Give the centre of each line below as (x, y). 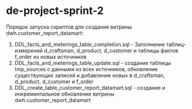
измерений (28, 50)
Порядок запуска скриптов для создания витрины (69, 27)
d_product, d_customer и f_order (54, 81)
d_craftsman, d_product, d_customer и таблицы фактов (111, 50)
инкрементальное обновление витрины (64, 94)
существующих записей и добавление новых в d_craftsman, (90, 75)
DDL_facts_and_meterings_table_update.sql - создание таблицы (93, 63)
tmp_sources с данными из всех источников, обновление (86, 69)
